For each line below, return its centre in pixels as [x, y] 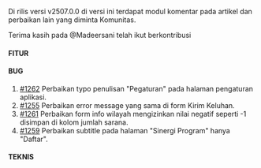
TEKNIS [21, 157]
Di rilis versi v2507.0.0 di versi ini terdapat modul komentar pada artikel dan [130, 11]
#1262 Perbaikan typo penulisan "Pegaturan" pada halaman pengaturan [136, 88]
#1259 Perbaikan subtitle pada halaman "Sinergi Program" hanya [125, 130]
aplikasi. [33, 97]
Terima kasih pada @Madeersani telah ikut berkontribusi [100, 35]
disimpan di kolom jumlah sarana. [74, 122]
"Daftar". [34, 139]
